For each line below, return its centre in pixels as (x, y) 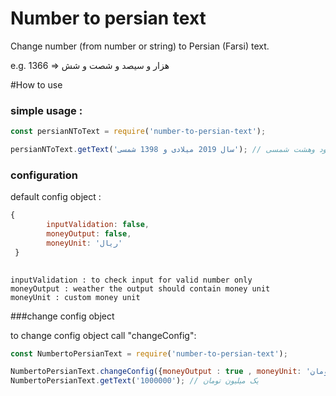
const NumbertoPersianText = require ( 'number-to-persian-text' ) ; (149, 353)
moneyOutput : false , (89, 234)
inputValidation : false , (98, 225)
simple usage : (46, 110)
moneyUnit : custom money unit (75, 297)
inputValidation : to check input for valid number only (131, 280)
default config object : (56, 197)
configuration (44, 175)
